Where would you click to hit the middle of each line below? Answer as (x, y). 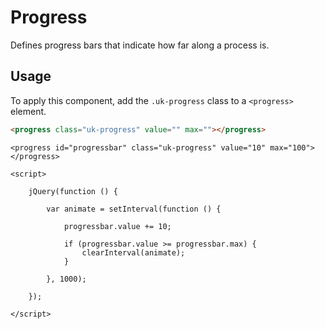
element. (28, 111)
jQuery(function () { (73, 191)
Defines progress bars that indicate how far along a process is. (140, 45)
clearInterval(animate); (133, 252)
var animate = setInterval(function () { (134, 209)
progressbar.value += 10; (117, 226)
